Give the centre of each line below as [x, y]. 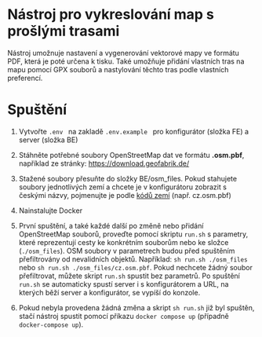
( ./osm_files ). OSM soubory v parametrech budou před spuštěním [127, 251]
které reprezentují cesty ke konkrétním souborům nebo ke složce [124, 242]
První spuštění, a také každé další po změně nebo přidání [111, 225]
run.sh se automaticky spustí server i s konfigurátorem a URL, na [124, 284]
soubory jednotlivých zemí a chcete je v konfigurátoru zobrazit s [122, 187]
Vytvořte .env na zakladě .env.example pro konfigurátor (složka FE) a [133, 131]
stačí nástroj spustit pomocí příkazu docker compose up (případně [124, 316]
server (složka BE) [48, 140]
